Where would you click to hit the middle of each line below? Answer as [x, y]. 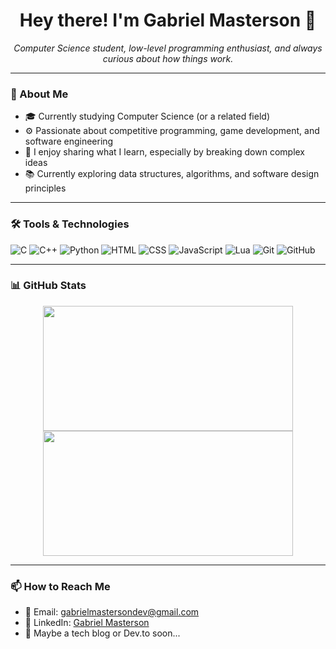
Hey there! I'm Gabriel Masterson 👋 [168, 20]
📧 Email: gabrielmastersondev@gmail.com [112, 612]
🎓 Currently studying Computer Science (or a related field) [147, 116]
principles [45, 188]
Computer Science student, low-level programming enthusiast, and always [168, 48]
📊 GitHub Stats [48, 286]
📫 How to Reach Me [60, 586]
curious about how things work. [168, 58]
